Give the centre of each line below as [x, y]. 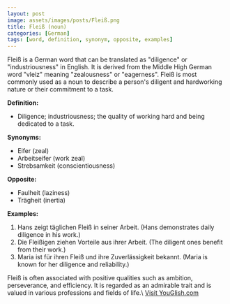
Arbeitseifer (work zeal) [51, 159]
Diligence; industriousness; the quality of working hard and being [111, 117]
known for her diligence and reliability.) [73, 265]
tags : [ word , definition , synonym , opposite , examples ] [90, 40]
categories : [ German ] [39, 33]
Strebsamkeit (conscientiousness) [66, 166]
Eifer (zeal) [33, 151]
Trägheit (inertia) [41, 201]
